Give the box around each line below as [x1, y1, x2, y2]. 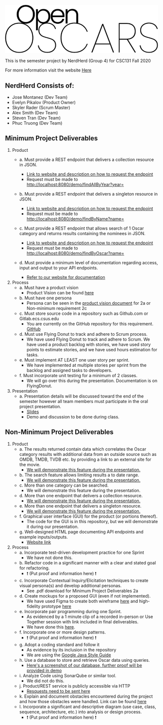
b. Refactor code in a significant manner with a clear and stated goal [19, 560, 156, 565]
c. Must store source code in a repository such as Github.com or [19, 310, 148, 316]
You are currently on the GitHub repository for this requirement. [26, 321, 154, 326]
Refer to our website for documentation [26, 274, 105, 280]
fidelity [26, 603, 41, 609]
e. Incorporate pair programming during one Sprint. [19, 608, 122, 614]
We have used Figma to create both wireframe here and [26, 598, 138, 604]
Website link [26, 539, 51, 545]
